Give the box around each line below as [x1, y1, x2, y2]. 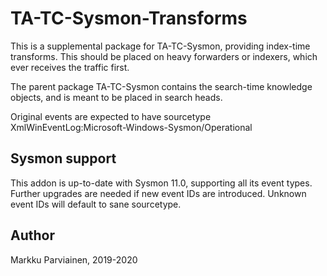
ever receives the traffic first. [10, 61, 130, 73]
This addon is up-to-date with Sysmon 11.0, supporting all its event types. [10, 177, 313, 189]
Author [10, 227, 55, 244]
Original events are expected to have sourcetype [10, 110, 212, 122]
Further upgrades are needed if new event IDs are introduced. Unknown [10, 187, 307, 199]
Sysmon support [10, 150, 117, 167]
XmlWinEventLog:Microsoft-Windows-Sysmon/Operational [10, 121, 253, 133]
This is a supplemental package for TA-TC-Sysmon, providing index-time [10, 40, 311, 52]
